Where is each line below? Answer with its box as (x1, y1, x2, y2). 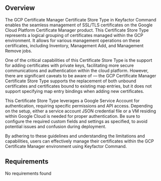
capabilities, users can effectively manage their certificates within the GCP (5, 138, 154, 144)
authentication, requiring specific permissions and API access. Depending (5, 103, 153, 109)
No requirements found (5, 170, 52, 176)
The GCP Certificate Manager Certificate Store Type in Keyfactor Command (5, 17, 157, 22)
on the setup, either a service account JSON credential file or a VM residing (5, 108, 156, 114)
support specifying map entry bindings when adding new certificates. (5, 88, 145, 94)
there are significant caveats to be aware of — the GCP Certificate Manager (5, 72, 157, 78)
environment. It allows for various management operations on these (5, 37, 140, 43)
